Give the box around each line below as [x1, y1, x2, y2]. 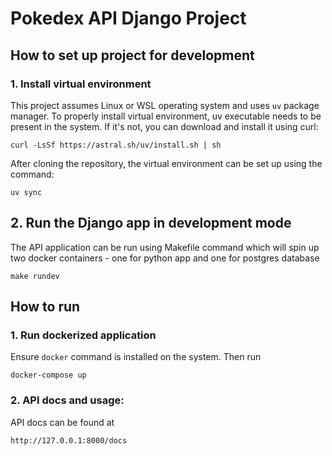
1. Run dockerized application [10, 328, 157, 342]
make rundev [10, 271, 60, 281]
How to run [10, 298, 81, 316]
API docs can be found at [10, 416, 115, 428]
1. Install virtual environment [10, 77, 152, 91]
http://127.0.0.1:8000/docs [10, 435, 128, 446]
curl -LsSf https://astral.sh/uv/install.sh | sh [10, 140, 222, 150]
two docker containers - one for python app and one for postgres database [10, 252, 320, 264]
